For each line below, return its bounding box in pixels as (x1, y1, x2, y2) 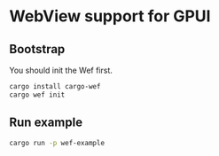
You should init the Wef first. (9, 65, 113, 75)
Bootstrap (9, 42, 66, 57)
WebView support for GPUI (9, 6, 211, 27)
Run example (9, 115, 82, 130)
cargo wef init (9, 90, 66, 99)
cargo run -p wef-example (9, 138, 105, 147)
